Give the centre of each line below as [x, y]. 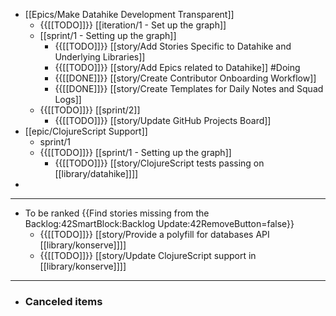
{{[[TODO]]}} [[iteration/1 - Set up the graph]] [133, 25]
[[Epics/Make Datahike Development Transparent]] [129, 14]
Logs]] [68, 99]
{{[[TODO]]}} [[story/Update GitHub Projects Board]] [163, 120]
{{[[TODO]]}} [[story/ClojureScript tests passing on [159, 163]
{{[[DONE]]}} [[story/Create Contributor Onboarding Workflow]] [185, 78]
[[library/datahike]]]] [96, 173]
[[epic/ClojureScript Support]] [86, 131]
